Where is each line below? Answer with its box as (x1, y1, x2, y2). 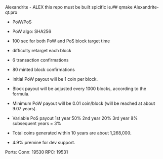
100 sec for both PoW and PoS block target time (12, 38, 110, 44)
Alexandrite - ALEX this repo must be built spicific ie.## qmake (5, 4, 133, 10)
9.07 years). (12, 106, 37, 111)
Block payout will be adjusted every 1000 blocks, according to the (12, 86, 147, 92)
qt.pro (5, 9, 18, 15)
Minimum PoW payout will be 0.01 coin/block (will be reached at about (12, 100, 156, 106)
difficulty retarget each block (12, 48, 72, 53)
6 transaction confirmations (12, 57, 69, 63)
